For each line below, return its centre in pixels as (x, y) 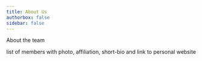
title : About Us (27, 12)
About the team (26, 40)
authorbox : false (28, 18)
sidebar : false (25, 23)
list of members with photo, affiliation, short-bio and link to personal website (101, 52)
